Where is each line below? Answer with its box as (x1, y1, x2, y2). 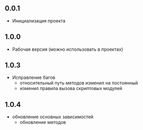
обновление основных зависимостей (12, 114, 94, 120)
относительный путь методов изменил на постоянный (19, 80, 138, 86)
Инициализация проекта (12, 17, 66, 24)
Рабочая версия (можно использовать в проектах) (12, 46, 123, 52)
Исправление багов (12, 74, 55, 81)
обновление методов (19, 119, 66, 125)
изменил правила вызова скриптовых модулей (19, 85, 123, 92)
